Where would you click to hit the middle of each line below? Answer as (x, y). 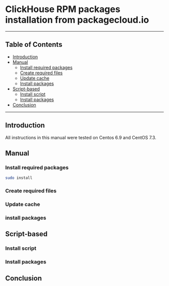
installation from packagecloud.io (77, 20)
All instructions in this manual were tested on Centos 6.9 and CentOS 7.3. (81, 137)
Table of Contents (34, 44)
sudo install (19, 178)
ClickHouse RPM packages (63, 9)
